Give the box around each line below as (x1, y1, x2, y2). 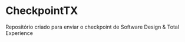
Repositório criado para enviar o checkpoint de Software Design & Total (5, 23, 180, 30)
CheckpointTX (5, 4, 78, 17)
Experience (5, 29, 34, 36)
